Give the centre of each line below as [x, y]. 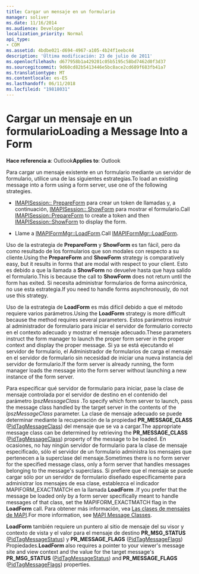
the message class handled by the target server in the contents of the [91, 407]
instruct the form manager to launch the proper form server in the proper [95, 339]
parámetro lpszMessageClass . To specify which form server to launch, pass [99, 401]
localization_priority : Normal [45, 34]
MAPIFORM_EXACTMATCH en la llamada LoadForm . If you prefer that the [97, 489]
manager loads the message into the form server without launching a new [97, 370]
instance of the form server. [40, 377]
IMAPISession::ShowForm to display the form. [71, 222]
